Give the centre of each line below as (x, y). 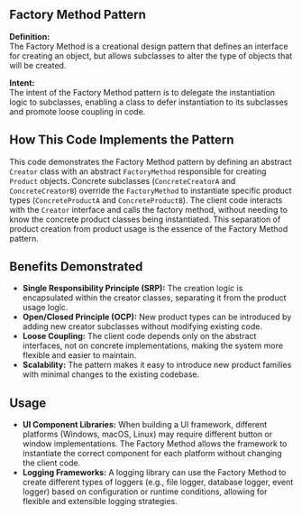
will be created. (38, 65)
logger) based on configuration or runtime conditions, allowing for (145, 492)
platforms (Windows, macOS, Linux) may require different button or (147, 434)
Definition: (30, 36)
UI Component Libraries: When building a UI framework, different (145, 425)
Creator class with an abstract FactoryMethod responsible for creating (138, 171)
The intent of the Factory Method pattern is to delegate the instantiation (142, 92)
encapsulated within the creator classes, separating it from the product (154, 298)
